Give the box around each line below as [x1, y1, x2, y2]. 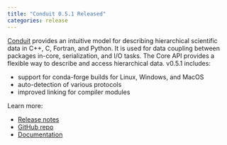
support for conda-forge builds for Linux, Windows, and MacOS [17, 72, 204, 81]
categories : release [7, 17, 69, 24]
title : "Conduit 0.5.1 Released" [7, 10, 106, 18]
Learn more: [7, 101, 43, 110]
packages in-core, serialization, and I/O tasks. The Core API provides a [7, 51, 215, 60]
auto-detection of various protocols [17, 80, 122, 88]
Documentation [17, 130, 63, 139]
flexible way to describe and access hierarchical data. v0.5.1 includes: [7, 59, 211, 67]
